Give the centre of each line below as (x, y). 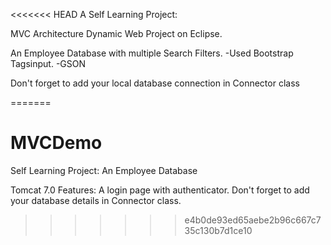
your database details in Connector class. (96, 200)
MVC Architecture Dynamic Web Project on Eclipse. (116, 33)
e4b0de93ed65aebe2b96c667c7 (253, 220)
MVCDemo (56, 143)
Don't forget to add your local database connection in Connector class (155, 83)
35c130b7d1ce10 (218, 230)
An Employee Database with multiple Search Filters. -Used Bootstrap (152, 53)
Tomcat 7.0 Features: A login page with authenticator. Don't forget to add (160, 190)
